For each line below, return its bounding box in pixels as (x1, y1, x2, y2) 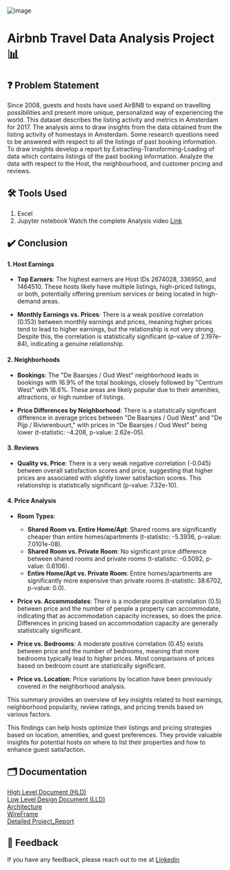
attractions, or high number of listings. (16, 393, 126, 401)
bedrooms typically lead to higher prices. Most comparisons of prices (16, 654, 215, 663)
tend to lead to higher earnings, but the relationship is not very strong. (16, 325, 216, 334)
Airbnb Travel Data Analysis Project (7, 31, 215, 46)
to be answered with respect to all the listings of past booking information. (7, 138, 218, 146)
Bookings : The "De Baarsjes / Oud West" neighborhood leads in (16, 371, 199, 379)
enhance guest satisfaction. (7, 746, 86, 754)
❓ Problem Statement (7, 79, 100, 91)
